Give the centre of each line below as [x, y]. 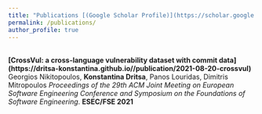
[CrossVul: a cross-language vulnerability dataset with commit [113, 60]
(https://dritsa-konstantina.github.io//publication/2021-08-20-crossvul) [130, 69]
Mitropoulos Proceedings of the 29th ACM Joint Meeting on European [121, 85]
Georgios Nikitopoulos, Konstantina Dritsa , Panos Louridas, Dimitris [118, 77]
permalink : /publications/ [52, 23]
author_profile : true [44, 30]
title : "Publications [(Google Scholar [73, 15]
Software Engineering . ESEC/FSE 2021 [71, 102]
